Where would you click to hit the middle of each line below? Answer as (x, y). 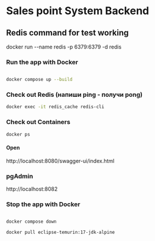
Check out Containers (38, 122)
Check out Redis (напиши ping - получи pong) (75, 95)
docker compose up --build (39, 80)
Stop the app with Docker (43, 204)
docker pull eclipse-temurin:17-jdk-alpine (61, 232)
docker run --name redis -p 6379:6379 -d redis (64, 47)
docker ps (18, 134)
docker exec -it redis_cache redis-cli (55, 107)
